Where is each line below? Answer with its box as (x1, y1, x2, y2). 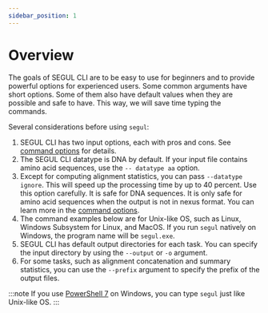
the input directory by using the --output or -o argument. (19, 248, 208, 257)
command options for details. (19, 145, 118, 156)
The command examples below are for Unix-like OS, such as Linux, (19, 213, 242, 224)
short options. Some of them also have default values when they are (8, 89, 234, 99)
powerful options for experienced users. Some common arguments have (8, 81, 248, 90)
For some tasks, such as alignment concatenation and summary (19, 256, 231, 266)
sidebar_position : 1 (8, 11, 78, 20)
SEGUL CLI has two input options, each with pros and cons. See (19, 137, 231, 147)
